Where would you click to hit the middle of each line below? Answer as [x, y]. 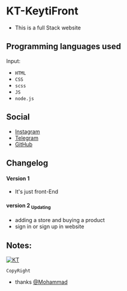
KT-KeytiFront [43, 11]
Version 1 [18, 178]
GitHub [24, 144]
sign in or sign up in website [49, 227]
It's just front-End [37, 192]
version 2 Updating [28, 206]
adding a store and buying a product [60, 220]
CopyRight [19, 271]
